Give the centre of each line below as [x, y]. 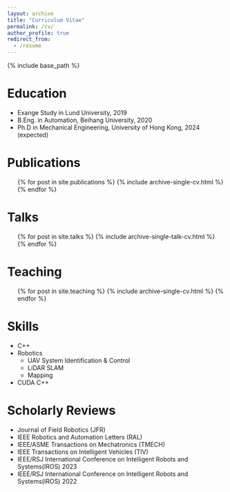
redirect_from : [29, 39]
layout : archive [30, 14]
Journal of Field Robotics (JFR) [61, 430]
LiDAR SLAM [46, 367]
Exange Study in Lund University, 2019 [72, 112]
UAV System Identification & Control [79, 360]
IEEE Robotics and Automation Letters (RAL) [80, 437]
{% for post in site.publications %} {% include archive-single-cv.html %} [120, 182]
